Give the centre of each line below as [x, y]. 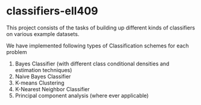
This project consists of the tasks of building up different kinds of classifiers [101, 28]
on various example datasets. [43, 34]
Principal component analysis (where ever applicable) [82, 95]
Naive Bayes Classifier [43, 76]
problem [17, 52]
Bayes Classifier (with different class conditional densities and [92, 64]
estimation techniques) [43, 70]
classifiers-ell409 [52, 11]
